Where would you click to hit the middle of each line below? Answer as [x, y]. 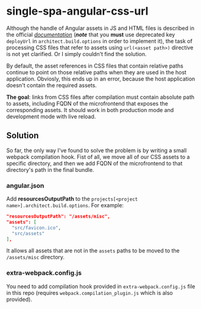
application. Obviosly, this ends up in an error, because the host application [101, 79]
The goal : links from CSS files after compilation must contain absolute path [100, 97]
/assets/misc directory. [36, 257]
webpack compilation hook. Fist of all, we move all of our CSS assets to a [98, 157]
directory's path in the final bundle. [50, 169]
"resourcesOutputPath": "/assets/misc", [58, 217]
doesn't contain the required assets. [52, 85]
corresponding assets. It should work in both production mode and [90, 110]
